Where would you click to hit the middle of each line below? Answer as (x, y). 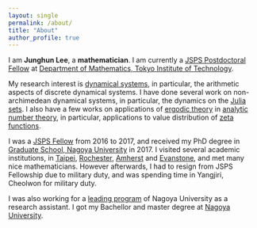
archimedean (30, 101)
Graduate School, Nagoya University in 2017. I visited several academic (124, 150)
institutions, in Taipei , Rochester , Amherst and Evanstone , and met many (126, 158)
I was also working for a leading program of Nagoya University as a (118, 199)
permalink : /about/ (40, 23)
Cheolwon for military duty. (52, 184)
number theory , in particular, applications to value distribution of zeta (121, 118)
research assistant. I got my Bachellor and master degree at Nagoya (119, 207)
